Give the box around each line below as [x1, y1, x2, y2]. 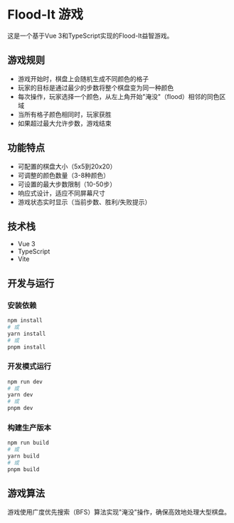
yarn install [7, 330, 46, 337]
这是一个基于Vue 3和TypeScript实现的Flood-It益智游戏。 [7, 31, 174, 40]
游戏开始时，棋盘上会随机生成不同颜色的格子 [17, 74, 149, 83]
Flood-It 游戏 [7, 6, 84, 23]
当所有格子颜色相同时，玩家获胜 [17, 110, 112, 118]
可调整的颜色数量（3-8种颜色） [17, 171, 110, 179]
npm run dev [7, 378, 43, 385]
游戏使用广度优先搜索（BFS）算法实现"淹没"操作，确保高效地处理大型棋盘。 [7, 507, 231, 516]
